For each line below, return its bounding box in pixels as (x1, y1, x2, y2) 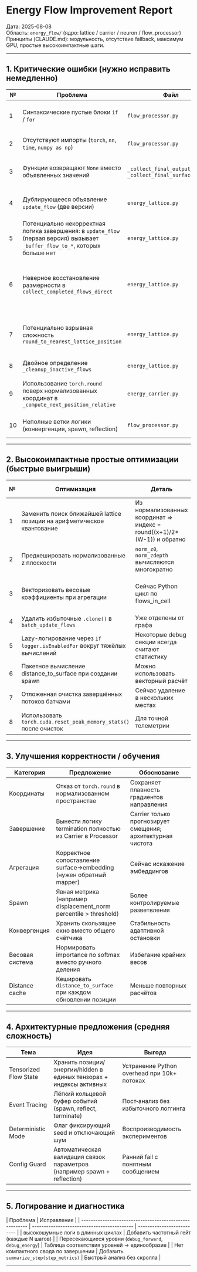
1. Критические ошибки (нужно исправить (6, 64, 171, 74)
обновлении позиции (56, 996, 116, 1004)
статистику (135, 652, 167, 661)
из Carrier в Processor (56, 832, 118, 840)
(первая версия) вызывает (22, 234, 99, 242)
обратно (161, 535, 186, 543)
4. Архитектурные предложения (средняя (6, 1021, 170, 1031)
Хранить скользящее (56, 919, 116, 928)
